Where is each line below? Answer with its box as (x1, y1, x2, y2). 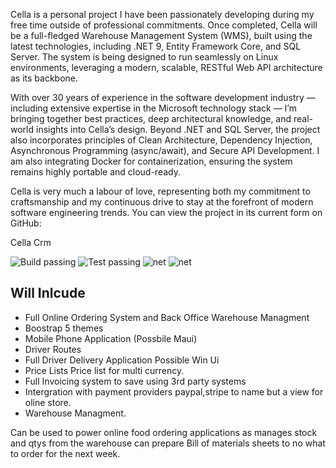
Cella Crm (10, 237, 52, 248)
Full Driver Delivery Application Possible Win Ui (24, 354, 220, 366)
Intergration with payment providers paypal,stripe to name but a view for (24, 385, 324, 398)
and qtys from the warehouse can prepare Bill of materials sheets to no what (10, 437, 326, 449)
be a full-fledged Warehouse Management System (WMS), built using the (10, 30, 313, 41)
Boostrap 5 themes (24, 322, 104, 334)
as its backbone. (10, 72, 79, 84)
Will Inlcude (10, 285, 86, 302)
